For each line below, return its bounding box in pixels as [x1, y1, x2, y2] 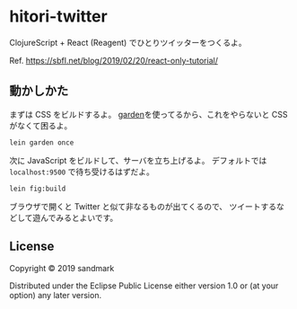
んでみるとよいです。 [39, 212, 118, 223]
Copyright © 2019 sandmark [9, 262, 115, 273]
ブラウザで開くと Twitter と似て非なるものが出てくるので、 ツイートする [9, 200, 277, 212]
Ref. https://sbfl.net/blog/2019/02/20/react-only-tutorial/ [9, 55, 218, 66]
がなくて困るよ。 [9, 119, 73, 131]
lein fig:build [9, 184, 66, 193]
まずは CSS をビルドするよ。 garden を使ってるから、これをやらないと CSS [9, 109, 288, 119]
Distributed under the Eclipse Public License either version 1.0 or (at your [9, 280, 279, 291]
